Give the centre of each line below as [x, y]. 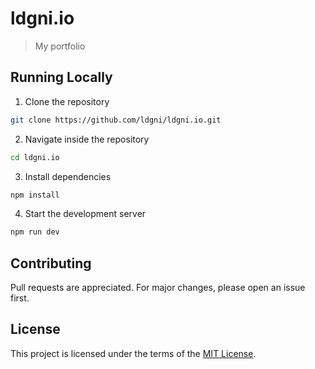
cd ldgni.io [35, 157]
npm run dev [35, 232]
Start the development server [85, 214]
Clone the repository [67, 101]
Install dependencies [68, 176]
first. [20, 298]
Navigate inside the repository [87, 139]
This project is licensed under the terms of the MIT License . [133, 353]
